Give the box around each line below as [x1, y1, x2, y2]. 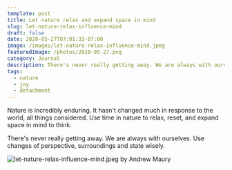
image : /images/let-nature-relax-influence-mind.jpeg [7, 42, 166, 49]
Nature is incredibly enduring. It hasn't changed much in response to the [7, 106, 213, 115]
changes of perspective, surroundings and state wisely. [7, 142, 166, 150]
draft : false [7, 29, 45, 37]
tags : [7, 68, 23, 75]
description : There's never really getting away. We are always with [7, 62, 212, 68]
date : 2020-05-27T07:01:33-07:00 [7, 36, 104, 43]
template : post [7, 10, 51, 17]
